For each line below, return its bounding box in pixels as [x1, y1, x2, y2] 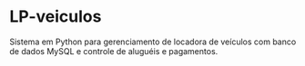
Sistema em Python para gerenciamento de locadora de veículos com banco [9, 36, 297, 47]
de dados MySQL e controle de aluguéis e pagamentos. [9, 45, 219, 56]
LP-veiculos [9, 6, 102, 27]
